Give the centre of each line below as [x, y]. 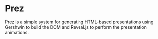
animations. [17, 32]
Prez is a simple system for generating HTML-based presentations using [79, 22]
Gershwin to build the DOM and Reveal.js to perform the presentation [76, 27]
